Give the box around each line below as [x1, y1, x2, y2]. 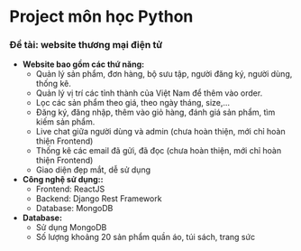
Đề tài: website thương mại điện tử [9, 39, 163, 51]
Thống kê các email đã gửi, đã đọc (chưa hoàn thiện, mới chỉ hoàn [35, 145, 282, 156]
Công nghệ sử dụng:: [22, 174, 104, 185]
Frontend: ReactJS [35, 183, 105, 195]
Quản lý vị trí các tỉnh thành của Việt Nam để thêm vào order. [35, 88, 263, 98]
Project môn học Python [9, 6, 194, 27]
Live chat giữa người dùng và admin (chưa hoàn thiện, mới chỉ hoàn [35, 126, 286, 137]
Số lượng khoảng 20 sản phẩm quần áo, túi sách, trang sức [35, 232, 255, 243]
